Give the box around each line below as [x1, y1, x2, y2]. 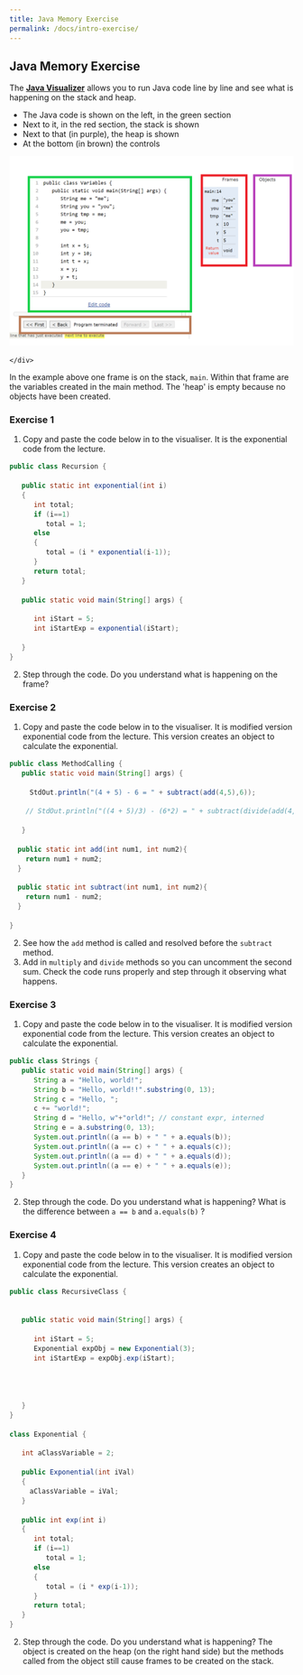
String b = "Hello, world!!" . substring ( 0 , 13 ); [32, 1085, 216, 1094]
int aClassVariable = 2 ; [21, 1448, 115, 1458]
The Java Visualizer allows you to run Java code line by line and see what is [9, 82, 294, 94]
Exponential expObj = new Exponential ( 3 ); [32, 1344, 196, 1353]
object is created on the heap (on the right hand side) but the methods [22, 1646, 284, 1657]
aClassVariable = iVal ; [29, 1486, 119, 1495]
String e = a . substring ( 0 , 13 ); [32, 1124, 155, 1133]
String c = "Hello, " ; [32, 1095, 119, 1104]
